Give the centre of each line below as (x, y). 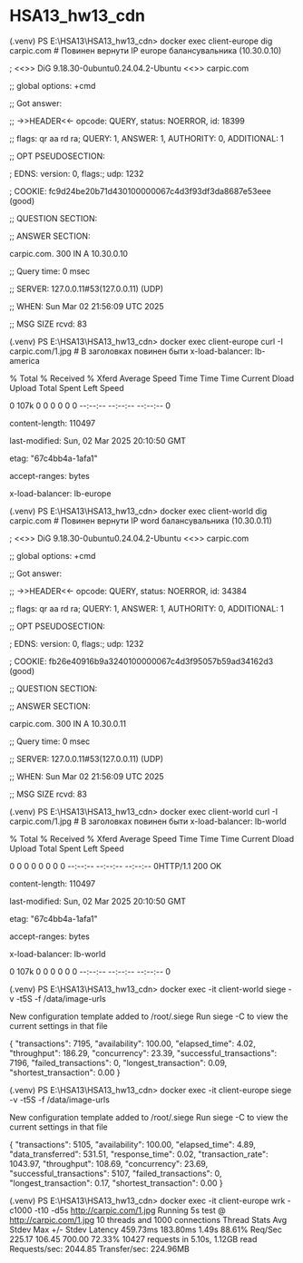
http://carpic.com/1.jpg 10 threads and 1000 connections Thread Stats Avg (148, 1219)
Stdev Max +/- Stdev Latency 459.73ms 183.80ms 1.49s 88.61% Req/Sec (146, 1229)
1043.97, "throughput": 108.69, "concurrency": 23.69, (109, 1163)
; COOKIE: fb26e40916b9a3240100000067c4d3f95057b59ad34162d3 (142, 661)
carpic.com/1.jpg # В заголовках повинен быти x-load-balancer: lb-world (148, 821)
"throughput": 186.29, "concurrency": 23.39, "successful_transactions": (143, 1052)
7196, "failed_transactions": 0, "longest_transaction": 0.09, (118, 1062)
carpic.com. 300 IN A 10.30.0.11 (68, 723)
